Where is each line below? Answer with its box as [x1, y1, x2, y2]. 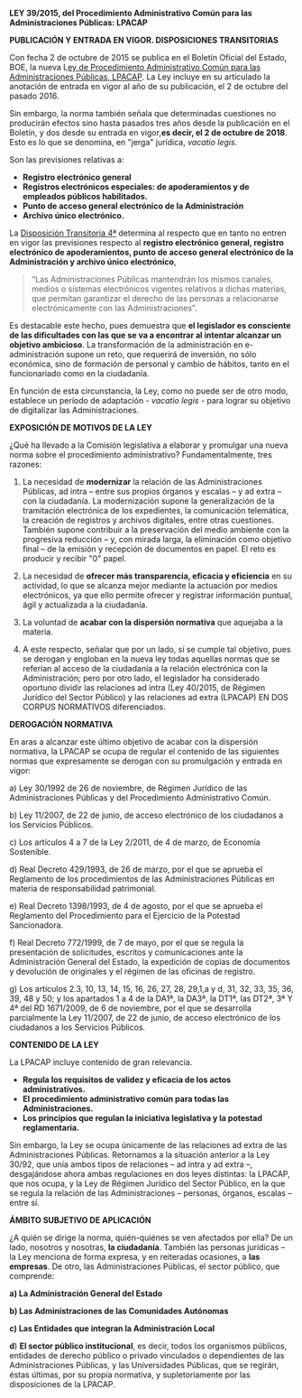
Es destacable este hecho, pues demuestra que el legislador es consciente [9, 320, 291, 330]
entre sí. [9, 1198, 40, 1208]
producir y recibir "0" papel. [22, 553, 127, 563]
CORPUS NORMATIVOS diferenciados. [22, 701, 167, 712]
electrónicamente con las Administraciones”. [31, 302, 197, 313]
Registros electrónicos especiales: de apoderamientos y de [22, 181, 250, 192]
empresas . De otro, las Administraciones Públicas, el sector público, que [9, 1261, 280, 1272]
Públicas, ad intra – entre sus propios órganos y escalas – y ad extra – [22, 486, 282, 496]
